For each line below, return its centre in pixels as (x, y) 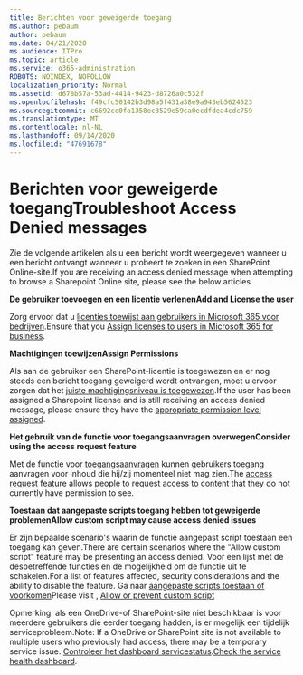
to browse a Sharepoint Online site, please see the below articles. (131, 281)
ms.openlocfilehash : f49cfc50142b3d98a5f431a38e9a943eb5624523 (131, 102)
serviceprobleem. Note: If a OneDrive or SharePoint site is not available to (146, 632)
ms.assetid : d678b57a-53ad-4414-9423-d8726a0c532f (107, 93)
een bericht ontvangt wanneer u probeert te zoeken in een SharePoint (140, 262)
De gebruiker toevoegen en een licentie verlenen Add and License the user (151, 299)
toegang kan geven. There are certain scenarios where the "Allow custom (145, 547)
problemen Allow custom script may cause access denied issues (133, 520)
